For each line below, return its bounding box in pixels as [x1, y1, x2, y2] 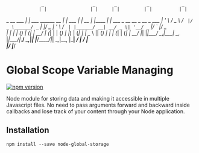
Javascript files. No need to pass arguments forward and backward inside [6, 101, 190, 108]
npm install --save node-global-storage [6, 141, 110, 147]
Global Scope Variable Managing [6, 63, 174, 77]
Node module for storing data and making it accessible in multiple [6, 95, 170, 102]
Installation [6, 125, 49, 136]
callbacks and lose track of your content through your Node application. [6, 107, 185, 115]
